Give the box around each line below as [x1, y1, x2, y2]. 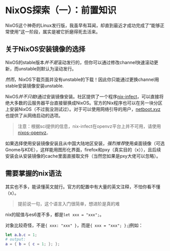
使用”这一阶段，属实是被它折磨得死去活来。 [9, 28, 101, 34]
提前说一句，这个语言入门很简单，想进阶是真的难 [17, 200, 120, 206]
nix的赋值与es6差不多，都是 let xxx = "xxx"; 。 [5, 211, 105, 218]
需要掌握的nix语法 [5, 169, 62, 178]
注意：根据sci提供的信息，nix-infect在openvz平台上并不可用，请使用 [17, 123, 161, 129]
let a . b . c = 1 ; [5, 232, 37, 237]
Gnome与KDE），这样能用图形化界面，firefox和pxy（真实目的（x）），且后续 [5, 146, 161, 152]
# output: [5, 237, 26, 242]
